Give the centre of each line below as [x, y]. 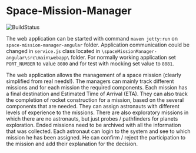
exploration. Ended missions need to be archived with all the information [94, 125]
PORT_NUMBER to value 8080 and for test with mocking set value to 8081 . [90, 64]
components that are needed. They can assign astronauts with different [93, 106]
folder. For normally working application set [123, 57]
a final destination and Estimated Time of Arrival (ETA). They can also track [97, 94]
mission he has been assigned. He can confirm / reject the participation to [96, 137]
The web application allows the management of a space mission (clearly [94, 75]
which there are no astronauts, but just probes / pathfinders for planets [92, 118]
